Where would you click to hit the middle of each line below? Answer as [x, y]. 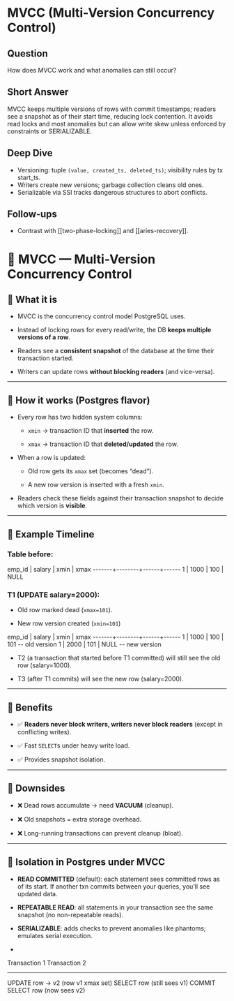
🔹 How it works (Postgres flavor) [79, 400]
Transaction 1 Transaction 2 [47, 963]
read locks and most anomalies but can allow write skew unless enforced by [117, 124]
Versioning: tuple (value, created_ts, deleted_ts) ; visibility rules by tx [120, 170]
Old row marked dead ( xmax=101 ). [65, 610]
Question [28, 53]
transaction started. [46, 358]
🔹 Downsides [36, 788]
